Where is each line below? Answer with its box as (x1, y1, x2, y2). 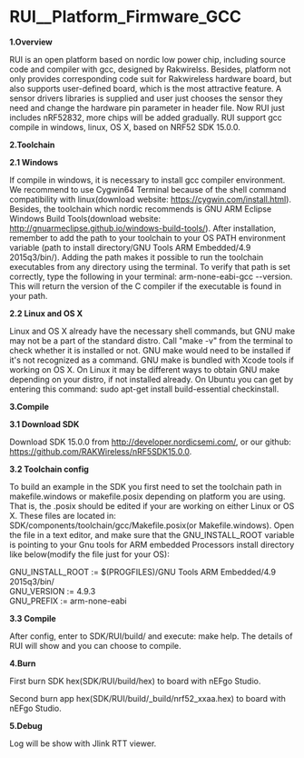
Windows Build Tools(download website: (9, 213, 162, 224)
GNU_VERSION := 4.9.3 (9, 585, 96, 596)
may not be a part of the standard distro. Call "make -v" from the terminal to (9, 334, 293, 346)
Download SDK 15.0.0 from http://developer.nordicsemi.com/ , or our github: (9, 436, 292, 447)
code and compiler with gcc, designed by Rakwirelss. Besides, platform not (9, 64, 291, 75)
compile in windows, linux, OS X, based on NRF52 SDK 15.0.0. (9, 121, 240, 133)
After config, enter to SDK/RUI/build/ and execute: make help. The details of (9, 630, 293, 642)
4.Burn (9, 657, 36, 669)
